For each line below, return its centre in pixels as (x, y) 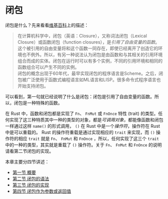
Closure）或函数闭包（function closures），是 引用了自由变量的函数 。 (89, 42)
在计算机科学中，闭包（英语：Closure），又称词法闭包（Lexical (82, 36)
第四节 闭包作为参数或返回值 (42, 191)
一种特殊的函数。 (45, 103)
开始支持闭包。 (33, 86)
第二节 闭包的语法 (31, 178)
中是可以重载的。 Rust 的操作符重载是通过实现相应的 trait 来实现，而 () (80, 132)
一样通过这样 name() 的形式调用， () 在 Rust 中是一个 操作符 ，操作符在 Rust (83, 126)
